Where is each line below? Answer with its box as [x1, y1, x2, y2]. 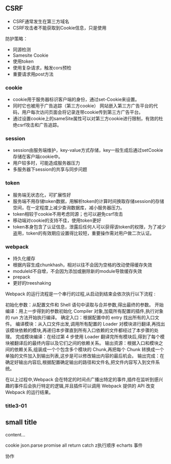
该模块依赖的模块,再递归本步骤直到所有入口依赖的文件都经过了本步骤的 [5, 327, 155, 333]
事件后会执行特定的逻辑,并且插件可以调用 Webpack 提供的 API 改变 [14, 383, 155, 389]
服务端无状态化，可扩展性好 [12, 192, 71, 198]
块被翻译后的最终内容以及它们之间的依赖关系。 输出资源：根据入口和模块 [5, 340, 159, 346]
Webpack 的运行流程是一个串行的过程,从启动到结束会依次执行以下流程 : [5, 291, 156, 297]
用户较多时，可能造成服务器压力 [12, 160, 80, 166]
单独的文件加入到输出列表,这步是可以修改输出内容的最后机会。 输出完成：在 [5, 353, 164, 359]
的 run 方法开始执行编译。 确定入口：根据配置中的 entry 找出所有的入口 [5, 314, 155, 320]
